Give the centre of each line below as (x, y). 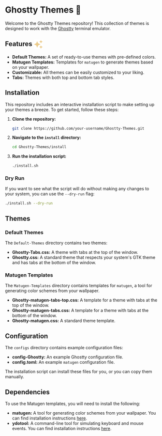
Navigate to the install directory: (46, 138)
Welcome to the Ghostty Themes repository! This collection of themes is (77, 23)
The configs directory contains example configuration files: (64, 348)
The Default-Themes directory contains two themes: (56, 243)
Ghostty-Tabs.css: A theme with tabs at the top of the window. (75, 252)
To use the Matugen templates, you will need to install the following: (73, 404)
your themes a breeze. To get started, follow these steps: (62, 109)
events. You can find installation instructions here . (62, 428)
